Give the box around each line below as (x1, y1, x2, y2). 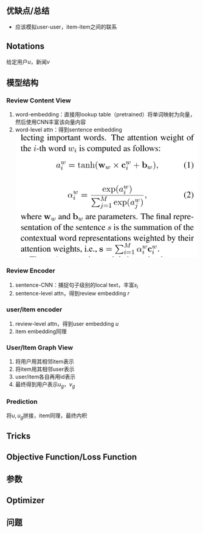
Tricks (6, 431, 31, 442)
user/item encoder (6, 305, 63, 314)
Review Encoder (6, 267, 56, 275)
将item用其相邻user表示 (15, 365, 75, 373)
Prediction (6, 397, 38, 406)
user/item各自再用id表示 (15, 373, 76, 381)
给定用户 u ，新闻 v (6, 58, 50, 65)
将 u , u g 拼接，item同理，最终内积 (6, 412, 88, 420)
